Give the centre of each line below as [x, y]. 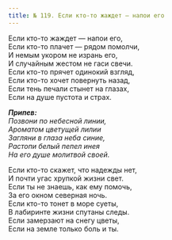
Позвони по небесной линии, [57, 120]
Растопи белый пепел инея [54, 146]
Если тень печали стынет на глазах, [69, 89]
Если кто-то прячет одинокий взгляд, [71, 71]
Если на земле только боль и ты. [63, 229]
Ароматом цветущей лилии [55, 129]
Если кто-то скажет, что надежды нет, [73, 170]
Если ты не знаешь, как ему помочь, [70, 186]
